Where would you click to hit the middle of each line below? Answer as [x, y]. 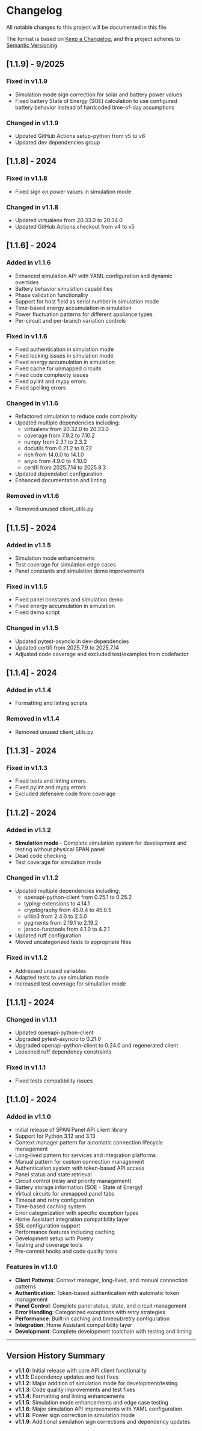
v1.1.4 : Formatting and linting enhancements [70, 1396]
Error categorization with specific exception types [77, 1213]
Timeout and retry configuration [54, 1200]
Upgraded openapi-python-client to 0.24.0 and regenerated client [96, 1046]
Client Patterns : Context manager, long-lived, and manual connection [101, 1280]
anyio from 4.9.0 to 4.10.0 [55, 461]
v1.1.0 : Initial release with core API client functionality [81, 1370]
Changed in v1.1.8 [32, 207]
